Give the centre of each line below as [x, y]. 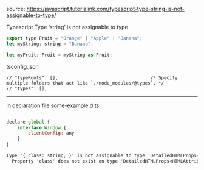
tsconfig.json [23, 66]
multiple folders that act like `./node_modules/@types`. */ [85, 83]
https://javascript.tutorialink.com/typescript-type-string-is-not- [106, 9]
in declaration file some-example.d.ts [53, 105]
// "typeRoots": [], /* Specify [92, 78]
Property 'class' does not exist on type [65, 161]
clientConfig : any [51, 133]
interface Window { [42, 127]
